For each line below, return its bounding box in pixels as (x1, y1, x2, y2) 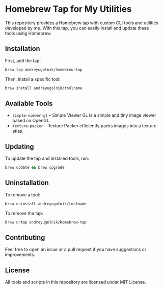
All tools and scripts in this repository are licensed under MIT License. (5, 279, 146, 285)
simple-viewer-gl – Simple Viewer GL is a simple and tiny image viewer (12, 112, 156, 118)
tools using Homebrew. (5, 30, 52, 36)
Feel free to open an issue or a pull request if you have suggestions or (5, 247, 147, 253)
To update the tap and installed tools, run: (5, 155, 89, 161)
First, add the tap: (5, 58, 41, 64)
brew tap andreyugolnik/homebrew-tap (5, 67, 82, 72)
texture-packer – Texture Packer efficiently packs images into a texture (12, 123, 157, 129)
